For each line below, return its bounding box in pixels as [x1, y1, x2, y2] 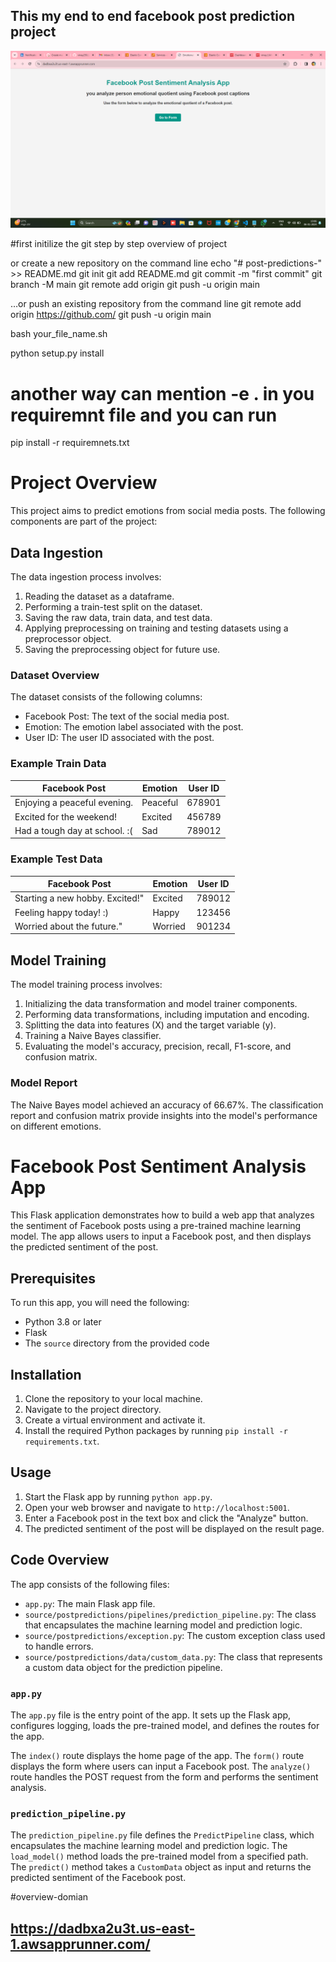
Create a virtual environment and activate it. [24, 1414, 206, 1426]
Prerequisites [10, 1270, 96, 1287]
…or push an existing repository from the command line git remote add [10, 298, 302, 310]
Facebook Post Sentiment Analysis [10, 1155, 307, 1178]
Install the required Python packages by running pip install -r [24, 1425, 288, 1437]
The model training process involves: [10, 979, 163, 991]
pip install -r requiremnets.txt [10, 437, 130, 449]
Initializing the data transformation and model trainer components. [24, 998, 298, 1010]
